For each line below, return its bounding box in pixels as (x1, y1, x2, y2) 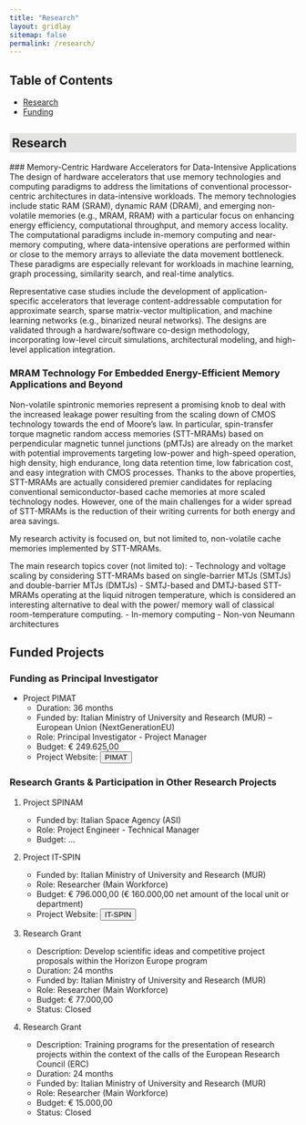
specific (9, 295, 40, 306)
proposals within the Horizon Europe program (36, 955, 208, 966)
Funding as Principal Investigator (9, 672, 159, 685)
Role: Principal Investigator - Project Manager (36, 731, 208, 743)
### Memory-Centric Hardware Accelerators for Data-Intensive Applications (9, 161, 297, 173)
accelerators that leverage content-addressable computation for (41, 295, 282, 306)
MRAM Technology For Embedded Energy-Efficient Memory (9, 366, 280, 379)
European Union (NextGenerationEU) (36, 722, 176, 733)
